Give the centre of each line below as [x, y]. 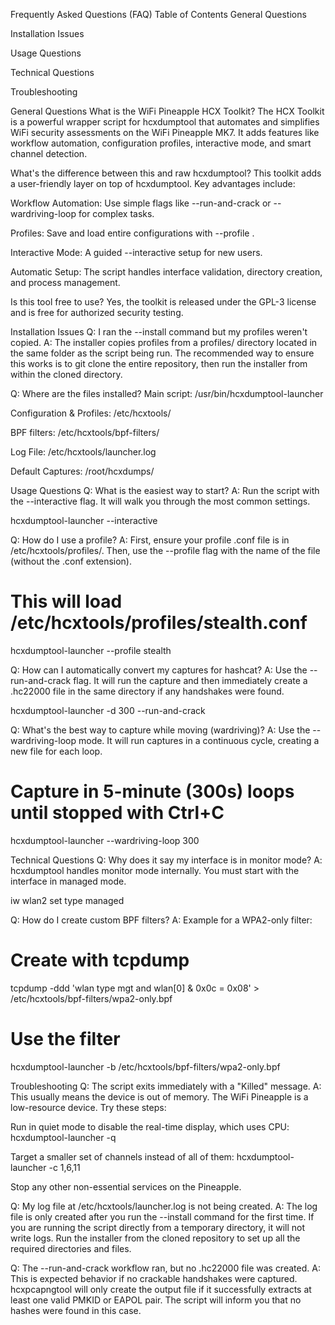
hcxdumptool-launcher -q [63, 1137]
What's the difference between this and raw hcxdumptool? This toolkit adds [166, 173]
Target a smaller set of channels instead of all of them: [122, 1156]
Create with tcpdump [100, 960]
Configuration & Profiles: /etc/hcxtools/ [91, 413]
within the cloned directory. [66, 374]
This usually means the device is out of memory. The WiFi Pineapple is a [159, 1096]
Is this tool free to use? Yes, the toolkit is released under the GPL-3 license [163, 302]
